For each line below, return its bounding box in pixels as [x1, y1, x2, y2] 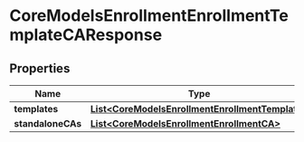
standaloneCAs [14, 118, 82, 129]
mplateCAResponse [9, 24, 163, 45]
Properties [9, 61, 71, 76]
